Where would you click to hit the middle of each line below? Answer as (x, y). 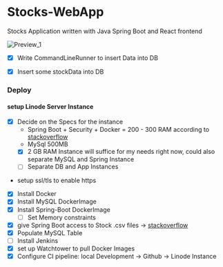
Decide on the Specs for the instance (70, 122)
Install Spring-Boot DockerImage (64, 209)
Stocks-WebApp (56, 12)
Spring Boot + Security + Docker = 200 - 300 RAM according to (118, 130)
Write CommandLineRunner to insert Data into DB (88, 58)
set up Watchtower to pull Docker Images (76, 248)
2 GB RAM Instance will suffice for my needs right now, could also (121, 152)
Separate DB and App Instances (73, 167)
